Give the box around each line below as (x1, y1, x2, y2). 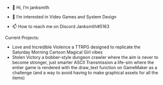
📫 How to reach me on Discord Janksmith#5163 (12, 24, 109, 29)
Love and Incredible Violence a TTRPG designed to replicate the (12, 44, 141, 50)
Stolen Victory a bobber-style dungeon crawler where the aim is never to (12, 55, 159, 60)
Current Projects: (5, 35, 39, 41)
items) (12, 75, 25, 81)
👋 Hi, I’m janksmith (12, 5, 50, 10)
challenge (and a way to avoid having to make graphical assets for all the (12, 70, 158, 75)
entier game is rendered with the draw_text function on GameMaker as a (12, 65, 157, 70)
